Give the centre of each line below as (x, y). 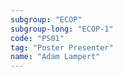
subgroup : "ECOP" (46, 19)
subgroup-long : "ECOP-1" (62, 29)
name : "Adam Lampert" (55, 57)
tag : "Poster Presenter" (62, 47)
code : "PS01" (37, 38)
